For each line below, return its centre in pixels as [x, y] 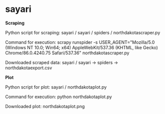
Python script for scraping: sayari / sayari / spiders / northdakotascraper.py [83, 32]
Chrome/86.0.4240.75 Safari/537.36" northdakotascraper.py [67, 53]
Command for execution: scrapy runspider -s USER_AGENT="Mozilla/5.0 [80, 42]
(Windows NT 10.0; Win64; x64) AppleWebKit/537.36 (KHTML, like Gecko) [82, 47]
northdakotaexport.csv [29, 68]
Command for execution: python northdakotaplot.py [59, 97]
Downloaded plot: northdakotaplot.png [45, 106]
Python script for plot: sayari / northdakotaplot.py [56, 87]
